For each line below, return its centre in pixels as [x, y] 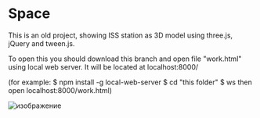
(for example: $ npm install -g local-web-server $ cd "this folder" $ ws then [130, 82]
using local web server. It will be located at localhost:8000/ [103, 66]
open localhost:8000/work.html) [60, 90]
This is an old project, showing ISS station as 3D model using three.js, [121, 35]
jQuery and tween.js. [42, 43]
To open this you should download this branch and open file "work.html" [125, 59]
